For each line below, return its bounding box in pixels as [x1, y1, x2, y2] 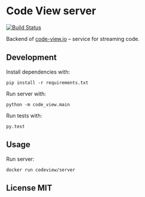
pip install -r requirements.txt [6, 80, 89, 85]
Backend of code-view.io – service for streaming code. [6, 35, 140, 42]
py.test [6, 123, 25, 129]
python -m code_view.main [6, 101, 70, 107]
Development [6, 52, 57, 63]
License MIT [6, 183, 53, 193]
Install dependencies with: [6, 68, 70, 75]
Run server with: [6, 90, 46, 97]
